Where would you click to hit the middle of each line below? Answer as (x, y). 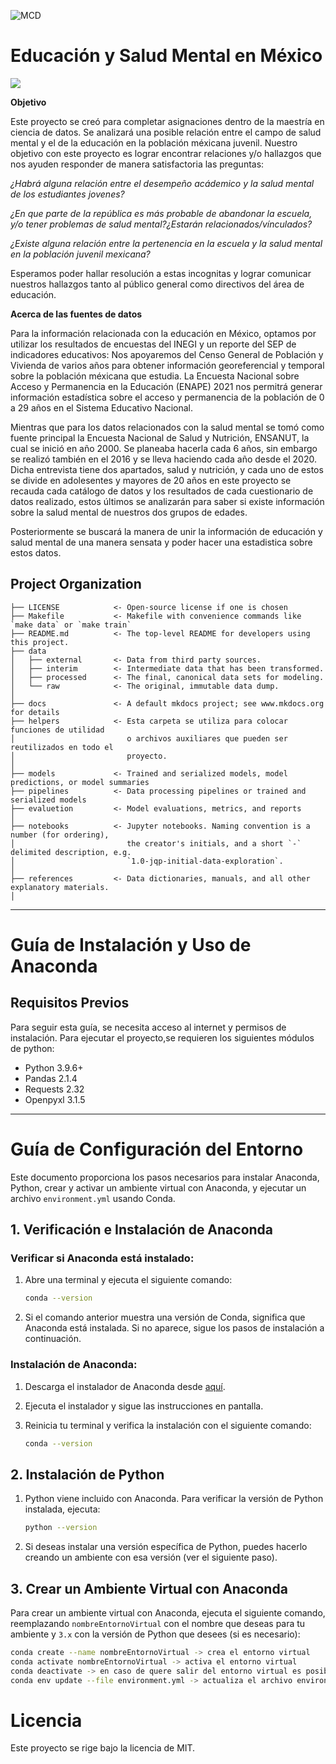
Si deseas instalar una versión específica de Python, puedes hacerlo (166, 1547)
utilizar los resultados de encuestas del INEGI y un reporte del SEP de (153, 344)
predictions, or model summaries (80, 782)
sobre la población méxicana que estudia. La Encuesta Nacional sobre (155, 376)
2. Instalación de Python (87, 1474)
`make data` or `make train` (71, 625)
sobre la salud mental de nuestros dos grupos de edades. (129, 512)
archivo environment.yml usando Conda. (93, 1198)
